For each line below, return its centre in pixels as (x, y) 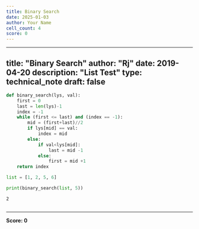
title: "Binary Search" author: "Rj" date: (81, 63)
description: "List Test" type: (87, 72)
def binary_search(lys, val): (44, 95)
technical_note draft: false (56, 81)
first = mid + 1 (67, 161)
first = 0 (29, 101)
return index (33, 167)
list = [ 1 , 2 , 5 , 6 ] (32, 178)
